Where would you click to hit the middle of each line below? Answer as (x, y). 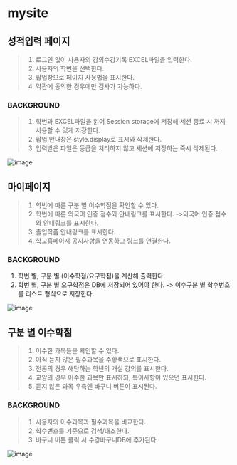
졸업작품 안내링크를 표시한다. (75, 232)
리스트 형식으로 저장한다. (60, 294)
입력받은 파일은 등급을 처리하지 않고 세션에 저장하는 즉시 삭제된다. (127, 148)
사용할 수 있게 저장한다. (68, 130)
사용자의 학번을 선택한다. (70, 68)
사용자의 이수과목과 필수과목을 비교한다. (91, 422)
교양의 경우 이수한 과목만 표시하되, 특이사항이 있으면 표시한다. (121, 377)
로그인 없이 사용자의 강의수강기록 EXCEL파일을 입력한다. (114, 59)
